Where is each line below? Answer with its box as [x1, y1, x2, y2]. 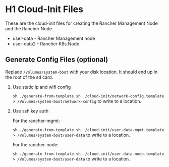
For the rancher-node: [12, 141, 59, 147]
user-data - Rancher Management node [12, 35, 95, 41]
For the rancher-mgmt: [12, 118, 60, 124]
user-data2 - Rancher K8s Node [12, 40, 80, 46]
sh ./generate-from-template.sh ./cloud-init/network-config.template [12, 93, 164, 99]
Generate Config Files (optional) [5, 55, 108, 64]
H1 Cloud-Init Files [5, 4, 84, 15]
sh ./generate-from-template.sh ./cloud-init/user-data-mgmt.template [12, 127, 164, 132]
